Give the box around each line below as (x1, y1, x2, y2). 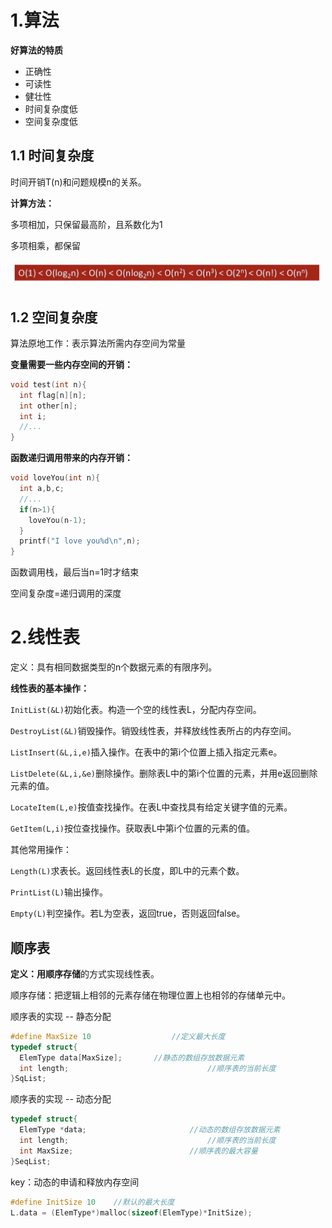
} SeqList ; (10, 1156, 52, 1166)
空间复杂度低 (24, 115, 78, 127)
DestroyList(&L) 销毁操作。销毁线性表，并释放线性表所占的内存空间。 (10, 725, 297, 737)
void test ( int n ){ (10, 379, 87, 390)
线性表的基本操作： (10, 682, 90, 695)
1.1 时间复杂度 (10, 147, 95, 165)
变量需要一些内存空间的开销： (10, 358, 133, 370)
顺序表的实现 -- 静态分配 (10, 1010, 112, 1022)
